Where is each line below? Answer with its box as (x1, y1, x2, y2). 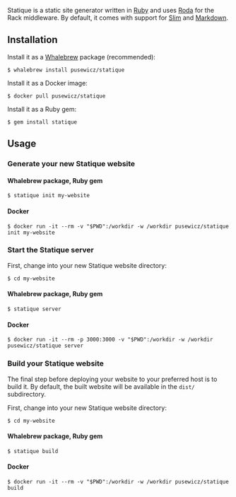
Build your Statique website (7, 358, 105, 368)
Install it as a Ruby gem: (7, 105, 76, 113)
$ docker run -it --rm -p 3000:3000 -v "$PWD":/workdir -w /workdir (7, 336, 213, 344)
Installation (7, 34, 58, 46)
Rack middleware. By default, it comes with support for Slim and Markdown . (7, 13, 228, 22)
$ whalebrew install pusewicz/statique (7, 66, 125, 74)
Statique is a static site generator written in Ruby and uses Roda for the (7, 6, 214, 14)
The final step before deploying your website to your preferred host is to (7, 375, 218, 383)
